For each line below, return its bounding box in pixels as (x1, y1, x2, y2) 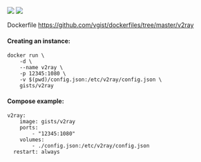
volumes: (19, 136, 45, 143)
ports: (19, 125, 39, 132)
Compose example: (7, 97, 64, 105)
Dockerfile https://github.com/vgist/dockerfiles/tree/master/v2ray (7, 21, 194, 29)
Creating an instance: (7, 37, 70, 45)
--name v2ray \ (19, 64, 64, 71)
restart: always (13, 149, 60, 156)
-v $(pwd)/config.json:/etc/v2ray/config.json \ (19, 76, 162, 83)
